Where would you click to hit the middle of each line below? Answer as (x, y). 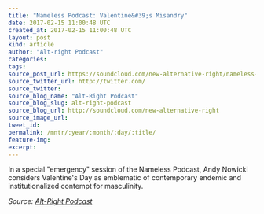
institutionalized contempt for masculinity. (76, 186)
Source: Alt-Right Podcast (50, 201)
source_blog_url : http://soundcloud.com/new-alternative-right (114, 111)
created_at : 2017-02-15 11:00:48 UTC (70, 30)
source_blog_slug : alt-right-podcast (70, 103)
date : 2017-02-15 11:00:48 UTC (59, 23)
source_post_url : (37, 74)
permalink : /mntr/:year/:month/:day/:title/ (82, 132)
